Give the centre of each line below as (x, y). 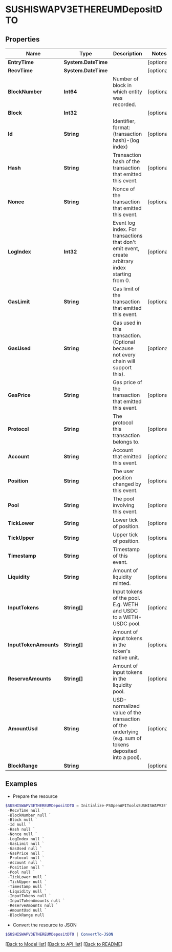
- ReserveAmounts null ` (33, 906)
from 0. (121, 280)
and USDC (125, 611)
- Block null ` (23, 820)
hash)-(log (126, 140)
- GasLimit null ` (26, 843)
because (123, 348)
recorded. (124, 104)
